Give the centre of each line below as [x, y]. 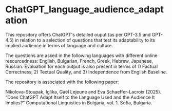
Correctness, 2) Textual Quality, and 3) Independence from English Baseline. [86, 72]
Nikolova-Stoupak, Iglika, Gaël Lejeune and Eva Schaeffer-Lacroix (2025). [83, 91]
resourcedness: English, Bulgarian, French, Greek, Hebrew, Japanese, [79, 61]
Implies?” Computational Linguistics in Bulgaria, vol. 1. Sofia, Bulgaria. [79, 103]
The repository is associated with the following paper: [62, 82]
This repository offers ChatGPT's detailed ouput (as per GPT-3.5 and [78, 34]
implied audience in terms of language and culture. [59, 45]
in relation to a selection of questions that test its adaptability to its [85, 40]
